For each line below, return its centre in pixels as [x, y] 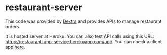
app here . [15, 47]
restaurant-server [44, 7]
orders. [13, 26]
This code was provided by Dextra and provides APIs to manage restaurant [83, 21]
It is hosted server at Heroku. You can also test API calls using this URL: [80, 36]
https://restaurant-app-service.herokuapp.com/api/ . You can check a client [83, 41]
